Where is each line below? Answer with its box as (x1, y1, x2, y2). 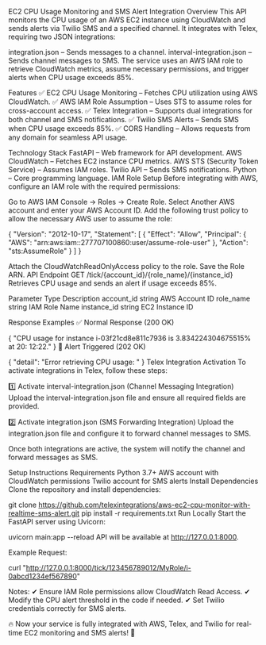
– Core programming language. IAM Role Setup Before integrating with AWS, (8, 174, 259, 182)
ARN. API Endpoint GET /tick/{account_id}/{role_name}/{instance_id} (8, 270, 233, 279)
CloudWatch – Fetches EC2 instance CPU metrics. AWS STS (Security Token (8, 156, 259, 166)
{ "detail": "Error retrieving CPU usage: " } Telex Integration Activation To (8, 357, 246, 367)
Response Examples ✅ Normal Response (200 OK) (8, 317, 175, 327)
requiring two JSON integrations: (8, 32, 116, 41)
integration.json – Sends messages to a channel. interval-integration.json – (8, 48, 253, 56)
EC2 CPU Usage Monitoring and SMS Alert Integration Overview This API (8, 7, 248, 16)
